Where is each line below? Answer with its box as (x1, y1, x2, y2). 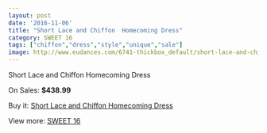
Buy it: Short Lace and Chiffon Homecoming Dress (8, 101, 173, 110)
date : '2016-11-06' (8, 19, 73, 27)
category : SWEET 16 (8, 33, 73, 42)
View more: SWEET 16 (8, 116, 81, 125)
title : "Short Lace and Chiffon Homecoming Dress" (8, 26, 183, 34)
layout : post (8, 11, 52, 20)
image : (8, 48, 30, 56)
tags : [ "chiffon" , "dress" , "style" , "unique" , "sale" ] (8, 41, 183, 49)
